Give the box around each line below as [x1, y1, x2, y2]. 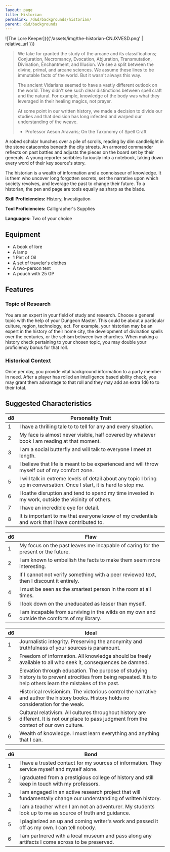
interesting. [19, 562, 47, 570]
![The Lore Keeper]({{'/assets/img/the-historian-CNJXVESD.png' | [5, 35, 143, 42]
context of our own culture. [19, 721, 84, 728]
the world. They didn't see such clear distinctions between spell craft [17, 87, 162, 94]
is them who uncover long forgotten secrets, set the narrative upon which [5, 175, 158, 182]
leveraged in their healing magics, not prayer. [17, 98, 112, 104]
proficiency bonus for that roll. [5, 344, 68, 350]
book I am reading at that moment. [19, 437, 101, 444]
